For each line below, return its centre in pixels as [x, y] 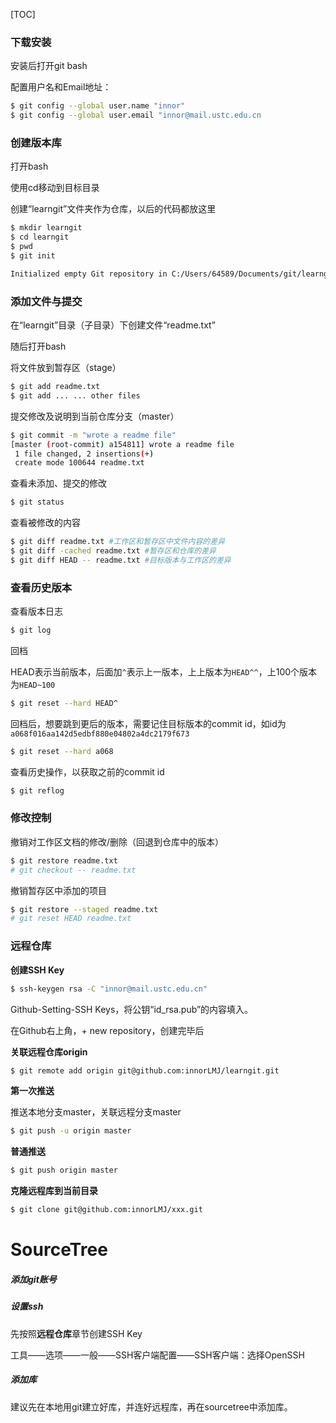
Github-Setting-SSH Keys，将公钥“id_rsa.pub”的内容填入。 [132, 1009]
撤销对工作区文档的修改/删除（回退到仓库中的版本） [117, 841]
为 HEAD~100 [33, 684]
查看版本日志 [36, 611]
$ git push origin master [64, 1170]
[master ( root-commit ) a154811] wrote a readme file [122, 444]
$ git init [33, 255]
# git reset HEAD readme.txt [71, 919]
